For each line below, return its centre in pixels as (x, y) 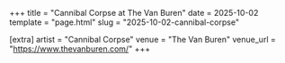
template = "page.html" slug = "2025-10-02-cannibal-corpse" (125, 22)
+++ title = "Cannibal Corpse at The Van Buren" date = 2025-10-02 (134, 13)
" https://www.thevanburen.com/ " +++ (80, 49)
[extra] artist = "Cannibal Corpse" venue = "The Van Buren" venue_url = (142, 39)
